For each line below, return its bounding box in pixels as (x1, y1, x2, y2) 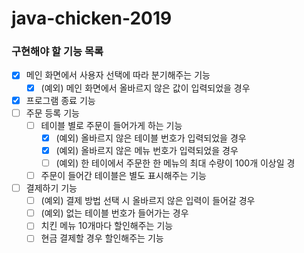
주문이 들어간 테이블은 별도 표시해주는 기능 (40, 169, 207, 181)
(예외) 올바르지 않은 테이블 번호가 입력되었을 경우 (55, 132, 247, 144)
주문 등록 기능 (25, 107, 80, 119)
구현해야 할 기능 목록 (11, 45, 104, 59)
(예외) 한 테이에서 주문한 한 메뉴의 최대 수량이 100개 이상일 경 (55, 157, 296, 169)
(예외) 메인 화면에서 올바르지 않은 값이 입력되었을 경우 (40, 82, 251, 94)
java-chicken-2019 (11, 7, 173, 30)
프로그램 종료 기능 (25, 94, 96, 106)
